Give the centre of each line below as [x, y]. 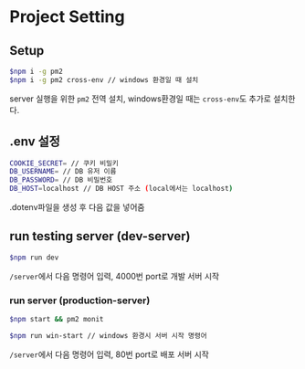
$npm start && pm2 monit [57, 320]
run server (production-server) [80, 300]
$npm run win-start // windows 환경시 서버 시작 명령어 [108, 335]
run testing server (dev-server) [100, 236]
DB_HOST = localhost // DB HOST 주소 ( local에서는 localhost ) [121, 189]
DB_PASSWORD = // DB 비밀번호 [61, 180]
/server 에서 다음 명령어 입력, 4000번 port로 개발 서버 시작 [115, 276]
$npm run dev [34, 258]
